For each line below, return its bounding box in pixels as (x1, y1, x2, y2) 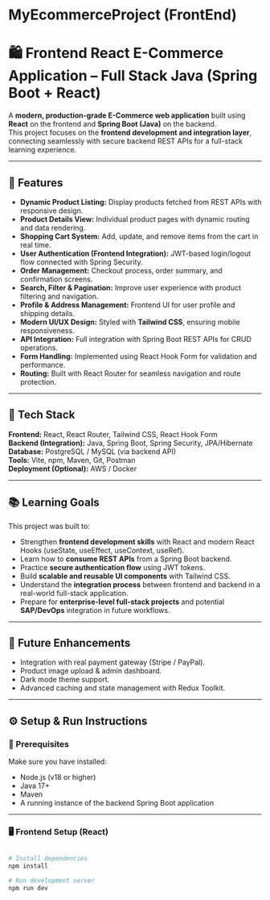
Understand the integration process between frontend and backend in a (19, 579, 261, 590)
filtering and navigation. (19, 291, 99, 301)
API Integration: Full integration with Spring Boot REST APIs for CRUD (19, 334, 252, 344)
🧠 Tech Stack (8, 408, 76, 422)
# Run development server (8, 877, 95, 885)
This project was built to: (8, 521, 90, 531)
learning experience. (8, 145, 77, 155)
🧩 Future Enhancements (8, 635, 131, 650)
